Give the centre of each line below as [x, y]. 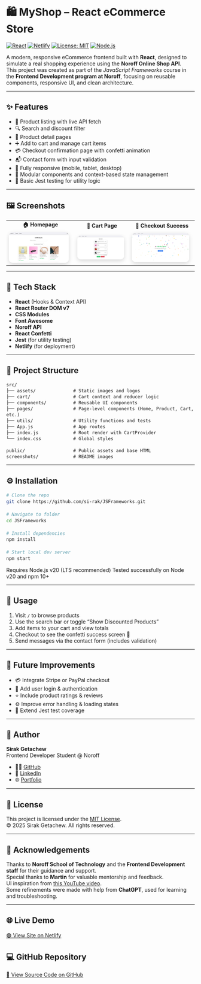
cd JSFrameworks [26, 520]
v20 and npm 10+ [28, 576]
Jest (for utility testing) [43, 340]
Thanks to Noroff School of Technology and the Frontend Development [96, 864]
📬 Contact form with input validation [60, 159]
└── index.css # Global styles [60, 439]
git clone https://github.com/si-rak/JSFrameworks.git [76, 502]
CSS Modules [32, 314]
